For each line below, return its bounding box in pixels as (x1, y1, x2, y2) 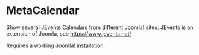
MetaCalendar (6, 4, 80, 18)
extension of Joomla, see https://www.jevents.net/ (6, 30, 131, 37)
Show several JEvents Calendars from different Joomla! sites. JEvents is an (6, 24, 194, 31)
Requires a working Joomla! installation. (6, 42, 106, 49)
